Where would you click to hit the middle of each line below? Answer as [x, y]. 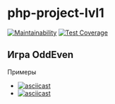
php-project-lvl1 [56, 13]
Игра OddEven [41, 55]
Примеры [22, 71]
